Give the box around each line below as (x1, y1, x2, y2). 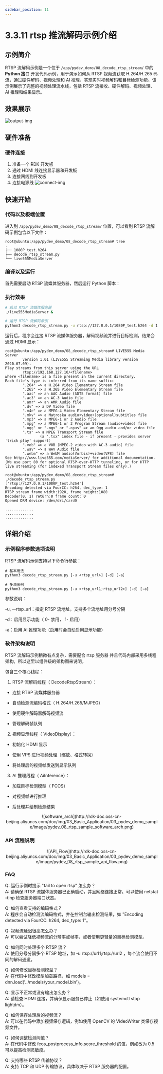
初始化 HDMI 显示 (12, 741, 48, 747)
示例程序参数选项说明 (5, 546, 55, 552)
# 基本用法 (5, 568, 24, 573)
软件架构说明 (5, 640, 36, 647)
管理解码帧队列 (12, 721, 42, 726)
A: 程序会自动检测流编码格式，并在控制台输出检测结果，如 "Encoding (5, 911, 144, 917)
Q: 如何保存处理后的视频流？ (5, 1012, 62, 1018)
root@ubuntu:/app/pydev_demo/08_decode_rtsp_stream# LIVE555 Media (5, 348, 145, 353)
